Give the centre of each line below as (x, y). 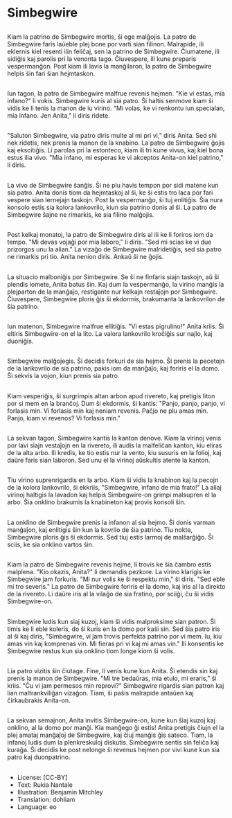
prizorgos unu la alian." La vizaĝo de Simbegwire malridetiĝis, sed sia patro (114, 249)
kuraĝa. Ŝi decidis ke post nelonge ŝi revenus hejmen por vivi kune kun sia (114, 750)
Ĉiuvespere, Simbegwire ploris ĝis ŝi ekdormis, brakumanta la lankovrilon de (116, 299)
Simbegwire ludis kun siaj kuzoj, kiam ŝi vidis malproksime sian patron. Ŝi (111, 621)
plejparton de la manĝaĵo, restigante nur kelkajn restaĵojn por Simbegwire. (113, 292)
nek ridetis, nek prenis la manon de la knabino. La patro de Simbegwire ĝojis (116, 143)
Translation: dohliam (46, 799)
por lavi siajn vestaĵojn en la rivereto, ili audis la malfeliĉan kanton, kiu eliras (115, 445)
